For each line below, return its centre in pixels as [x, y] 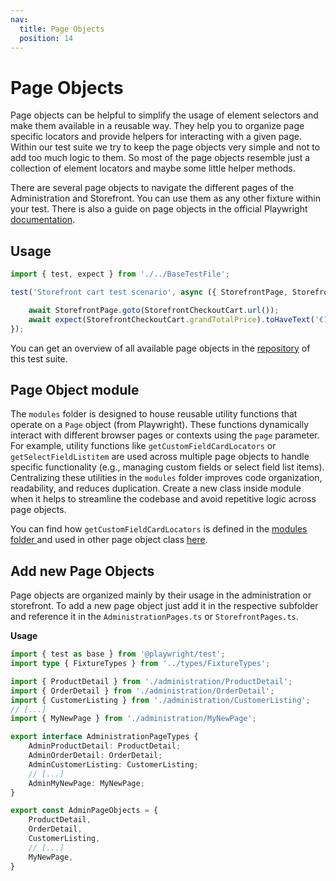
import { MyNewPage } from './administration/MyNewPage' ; [133, 719]
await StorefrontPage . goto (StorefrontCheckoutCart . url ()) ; [154, 310]
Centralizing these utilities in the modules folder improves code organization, [166, 478]
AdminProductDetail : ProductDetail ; [105, 746]
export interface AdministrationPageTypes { [104, 737]
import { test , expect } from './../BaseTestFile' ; [120, 274]
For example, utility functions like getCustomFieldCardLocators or [143, 446]
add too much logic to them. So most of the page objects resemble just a [160, 158]
